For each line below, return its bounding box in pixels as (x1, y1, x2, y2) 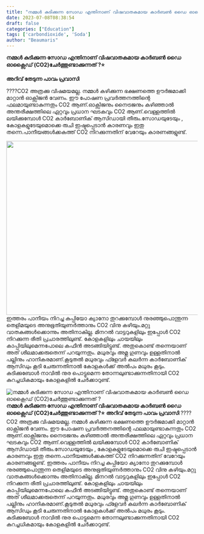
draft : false (6, 20, 39, 26)
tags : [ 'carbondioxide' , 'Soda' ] (6, 32, 91, 38)
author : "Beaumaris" (6, 37, 59, 43)
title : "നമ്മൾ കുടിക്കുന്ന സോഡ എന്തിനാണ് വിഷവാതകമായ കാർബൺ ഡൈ (6, 9, 187, 15)
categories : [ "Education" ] (6, 26, 75, 32)
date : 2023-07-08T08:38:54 (6, 15, 75, 21)
